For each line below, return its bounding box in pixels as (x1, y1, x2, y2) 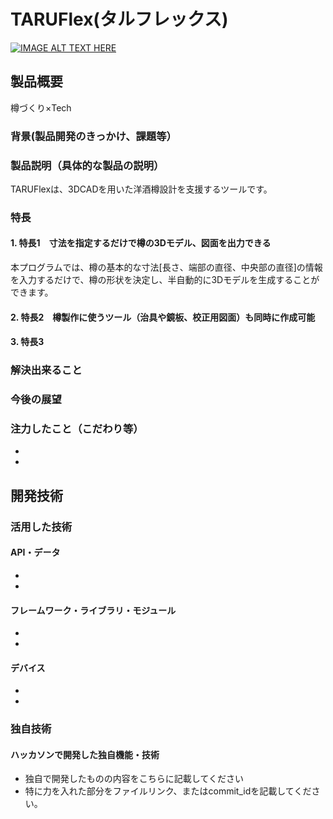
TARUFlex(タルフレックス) (10, 8, 229, 31)
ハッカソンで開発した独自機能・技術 (10, 748, 160, 760)
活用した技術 (10, 520, 73, 534)
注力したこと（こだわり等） (10, 422, 144, 436)
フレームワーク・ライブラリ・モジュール (10, 604, 177, 616)
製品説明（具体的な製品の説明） (10, 158, 165, 172)
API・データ (10, 546, 61, 559)
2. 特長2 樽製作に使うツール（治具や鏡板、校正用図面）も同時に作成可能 (10, 311, 316, 323)
